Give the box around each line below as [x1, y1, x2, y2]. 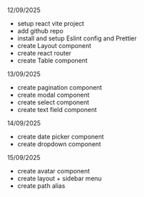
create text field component [17, 106, 97, 113]
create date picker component [17, 132, 104, 141]
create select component [17, 98, 90, 107]
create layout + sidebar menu [17, 174, 102, 182]
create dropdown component [17, 140, 102, 148]
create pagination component [17, 84, 102, 91]
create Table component [17, 56, 88, 65]
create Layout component [17, 42, 92, 49]
